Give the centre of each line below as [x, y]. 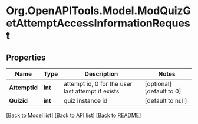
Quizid [19, 101]
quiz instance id [86, 101]
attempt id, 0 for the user [98, 84]
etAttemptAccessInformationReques [98, 23]
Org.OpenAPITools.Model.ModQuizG [99, 11]
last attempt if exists [92, 91]
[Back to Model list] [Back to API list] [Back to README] [74, 115]
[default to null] [166, 101]
